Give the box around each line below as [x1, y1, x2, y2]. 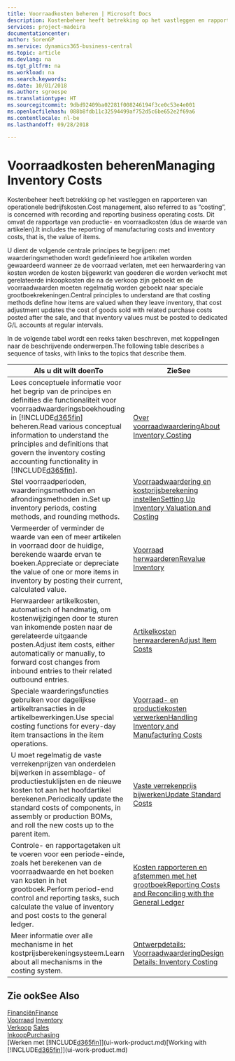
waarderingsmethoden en [10, 485, 96, 495]
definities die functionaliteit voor [10, 396, 117, 405]
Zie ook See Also [7, 989, 80, 1001]
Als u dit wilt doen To [34, 366, 104, 376]
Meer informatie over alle [10, 931, 93, 940]
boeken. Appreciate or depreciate [10, 558, 119, 568]
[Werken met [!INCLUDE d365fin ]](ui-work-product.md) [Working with [7, 1039, 207, 1047]
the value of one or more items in [10, 567, 119, 577]
